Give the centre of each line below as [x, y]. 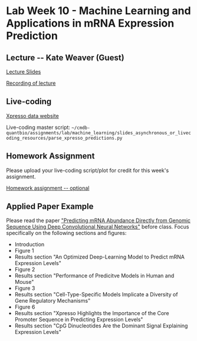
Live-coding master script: [38, 127]
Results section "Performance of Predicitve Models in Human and [94, 276]
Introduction [29, 244]
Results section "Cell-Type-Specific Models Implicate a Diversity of [96, 294]
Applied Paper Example [50, 206]
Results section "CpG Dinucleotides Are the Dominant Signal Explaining [101, 326]
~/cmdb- [81, 128]
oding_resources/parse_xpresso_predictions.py [64, 138]
